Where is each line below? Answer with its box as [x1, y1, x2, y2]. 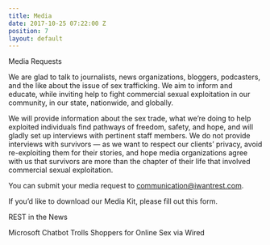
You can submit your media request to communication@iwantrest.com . [8, 181, 244, 191]
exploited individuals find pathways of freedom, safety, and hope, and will [8, 122, 254, 132]
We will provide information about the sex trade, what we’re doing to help [8, 114, 251, 124]
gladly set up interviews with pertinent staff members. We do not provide [8, 131, 251, 141]
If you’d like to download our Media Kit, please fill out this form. [8, 196, 218, 206]
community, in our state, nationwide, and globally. [8, 98, 173, 108]
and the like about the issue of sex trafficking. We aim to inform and [8, 81, 233, 91]
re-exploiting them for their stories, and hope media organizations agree [8, 148, 248, 158]
